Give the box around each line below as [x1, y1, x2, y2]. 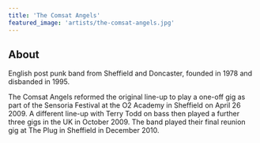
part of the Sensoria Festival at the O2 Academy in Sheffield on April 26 [8, 101, 241, 110]
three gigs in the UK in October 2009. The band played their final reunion [8, 117, 247, 126]
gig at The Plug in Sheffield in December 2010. [8, 126, 160, 135]
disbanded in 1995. [8, 77, 70, 86]
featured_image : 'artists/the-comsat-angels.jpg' [8, 19, 175, 27]
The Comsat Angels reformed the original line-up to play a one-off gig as [8, 92, 246, 102]
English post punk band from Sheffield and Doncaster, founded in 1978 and [8, 68, 253, 79]
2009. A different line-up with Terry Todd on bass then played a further [8, 109, 240, 119]
